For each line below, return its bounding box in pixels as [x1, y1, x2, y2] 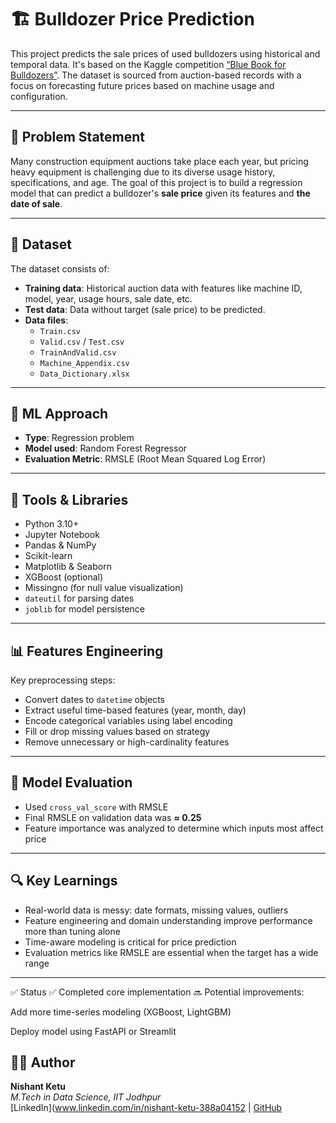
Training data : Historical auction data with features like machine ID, [24, 282, 303, 294]
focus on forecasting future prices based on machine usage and [10, 79, 275, 91]
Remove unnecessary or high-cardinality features [24, 736, 230, 748]
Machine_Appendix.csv [39, 358, 130, 368]
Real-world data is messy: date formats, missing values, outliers [24, 904, 289, 916]
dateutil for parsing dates [24, 592, 135, 605]
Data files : [24, 314, 69, 326]
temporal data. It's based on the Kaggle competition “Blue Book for [10, 58, 287, 70]
